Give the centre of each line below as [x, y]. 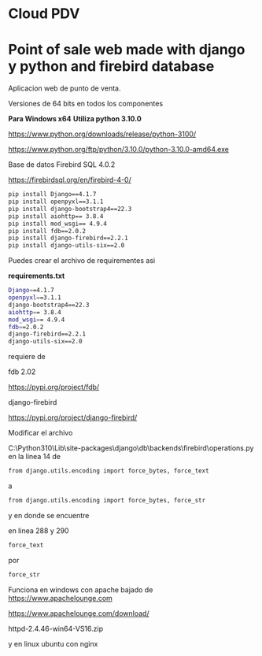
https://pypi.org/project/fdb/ [54, 387]
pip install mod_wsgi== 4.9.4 [58, 224]
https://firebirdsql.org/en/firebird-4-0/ [70, 180]
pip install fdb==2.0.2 [47, 231]
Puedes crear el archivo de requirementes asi [82, 261]
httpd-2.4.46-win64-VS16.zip [56, 628]
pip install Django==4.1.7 [52, 195]
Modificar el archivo [41, 433]
